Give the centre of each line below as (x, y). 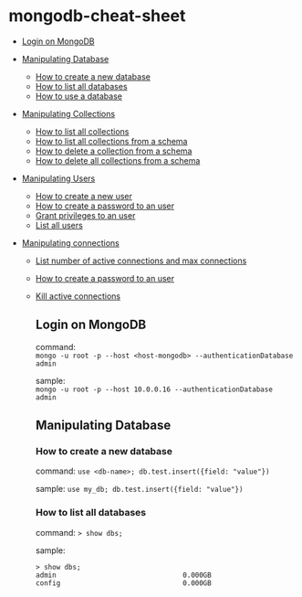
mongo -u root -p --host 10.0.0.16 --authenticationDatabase (154, 389)
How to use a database (78, 96)
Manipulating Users (58, 178)
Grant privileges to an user (85, 215)
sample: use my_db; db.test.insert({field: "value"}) (139, 489)
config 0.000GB (123, 583)
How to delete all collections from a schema (118, 160)
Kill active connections (78, 296)
